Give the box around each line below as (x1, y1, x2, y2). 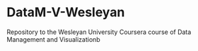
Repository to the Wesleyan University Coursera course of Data (6, 28, 192, 36)
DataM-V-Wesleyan (6, 4, 125, 21)
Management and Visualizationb (6, 35, 100, 43)
